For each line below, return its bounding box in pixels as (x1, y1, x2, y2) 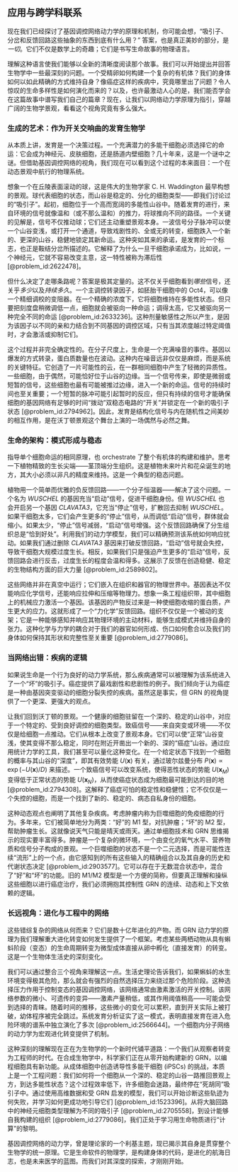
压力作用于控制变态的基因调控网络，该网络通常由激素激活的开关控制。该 (13, 985, 225, 994)
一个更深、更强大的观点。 (19, 697, 94, 705)
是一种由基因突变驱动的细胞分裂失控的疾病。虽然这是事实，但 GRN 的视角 (7, 688, 223, 696)
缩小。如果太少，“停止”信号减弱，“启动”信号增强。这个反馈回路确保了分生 (7, 521, 223, 530)
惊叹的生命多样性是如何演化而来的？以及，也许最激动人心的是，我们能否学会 (7, 86, 231, 94)
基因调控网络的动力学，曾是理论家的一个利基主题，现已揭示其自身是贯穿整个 (7, 1139, 231, 1147)
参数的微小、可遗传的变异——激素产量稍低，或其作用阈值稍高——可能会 (13, 994, 225, 1002)
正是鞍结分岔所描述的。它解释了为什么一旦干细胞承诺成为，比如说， (25, 244, 225, 253)
